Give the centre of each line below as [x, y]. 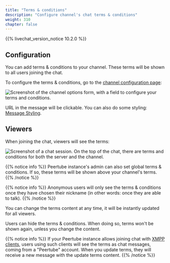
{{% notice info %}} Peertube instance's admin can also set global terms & [83, 166]
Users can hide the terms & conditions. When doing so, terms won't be [79, 223]
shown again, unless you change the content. [53, 229]
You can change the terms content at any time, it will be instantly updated [82, 208]
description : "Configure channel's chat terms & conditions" [72, 15]
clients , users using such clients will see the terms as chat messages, [78, 244]
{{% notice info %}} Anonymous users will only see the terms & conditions [83, 187]
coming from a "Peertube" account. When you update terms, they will [78, 249]
